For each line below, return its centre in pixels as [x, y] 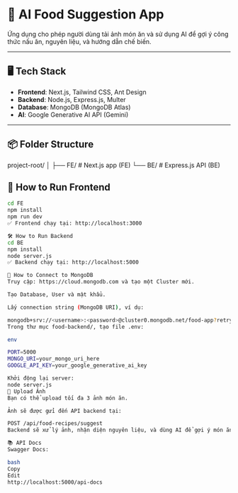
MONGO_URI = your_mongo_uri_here [53, 359]
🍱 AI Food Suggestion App [86, 15]
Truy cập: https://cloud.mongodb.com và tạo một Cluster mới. [101, 282]
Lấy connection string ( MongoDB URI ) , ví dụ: [75, 307]
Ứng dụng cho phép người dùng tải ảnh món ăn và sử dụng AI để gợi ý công [118, 34]
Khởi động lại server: [41, 378]
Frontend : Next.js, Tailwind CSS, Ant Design [82, 92]
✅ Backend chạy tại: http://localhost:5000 [73, 262]
